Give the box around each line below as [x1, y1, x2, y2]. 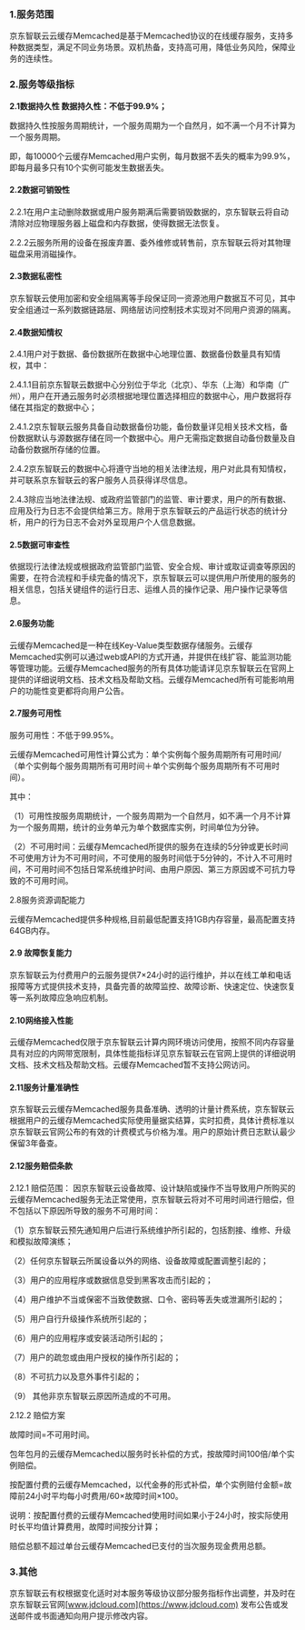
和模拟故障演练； [9, 1235, 74, 1246]
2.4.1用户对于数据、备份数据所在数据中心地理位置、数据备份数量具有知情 [9, 348, 281, 360]
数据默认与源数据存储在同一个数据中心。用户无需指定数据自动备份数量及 [16, 433, 288, 444]
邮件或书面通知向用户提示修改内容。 [16, 1610, 152, 1621]
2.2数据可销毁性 [9, 185, 71, 195]
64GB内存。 [9, 925, 55, 935]
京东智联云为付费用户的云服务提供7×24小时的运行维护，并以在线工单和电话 [9, 970, 292, 981]
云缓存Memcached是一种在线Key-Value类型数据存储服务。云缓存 [9, 639, 253, 651]
